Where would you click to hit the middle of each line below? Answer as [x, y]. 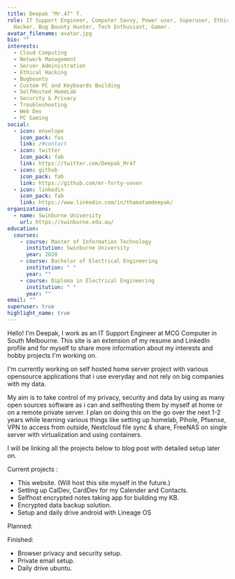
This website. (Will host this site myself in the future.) [94, 482]
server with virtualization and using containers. [75, 434]
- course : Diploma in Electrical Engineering [87, 281]
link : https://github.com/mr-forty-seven [81, 183]
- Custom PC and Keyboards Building [67, 85]
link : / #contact [44, 144]
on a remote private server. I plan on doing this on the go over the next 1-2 [114, 412]
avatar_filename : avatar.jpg [50, 33]
